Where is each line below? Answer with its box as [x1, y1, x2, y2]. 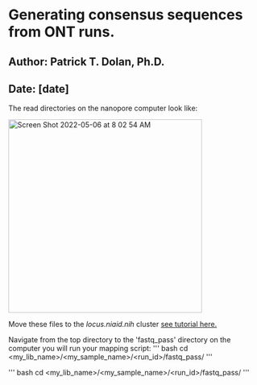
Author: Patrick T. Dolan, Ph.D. [8, 55, 165, 68]
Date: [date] [8, 82, 70, 96]
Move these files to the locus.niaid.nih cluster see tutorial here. [8, 320, 218, 329]
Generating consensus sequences [8, 6, 243, 24]
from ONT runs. [8, 23, 115, 41]
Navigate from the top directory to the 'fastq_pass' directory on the [8, 335, 231, 345]
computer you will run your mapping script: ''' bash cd [8, 344, 189, 354]
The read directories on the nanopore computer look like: [8, 103, 198, 114]
